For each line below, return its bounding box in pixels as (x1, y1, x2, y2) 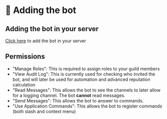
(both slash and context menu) (12, 108, 76, 114)
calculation (12, 81, 36, 87)
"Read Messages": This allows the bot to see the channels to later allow (12, 87, 160, 93)
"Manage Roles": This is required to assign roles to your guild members (12, 65, 160, 72)
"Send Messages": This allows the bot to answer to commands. (12, 97, 144, 103)
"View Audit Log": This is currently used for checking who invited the (12, 71, 155, 77)
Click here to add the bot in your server (5, 38, 86, 44)
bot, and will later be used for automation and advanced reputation (12, 76, 150, 82)
